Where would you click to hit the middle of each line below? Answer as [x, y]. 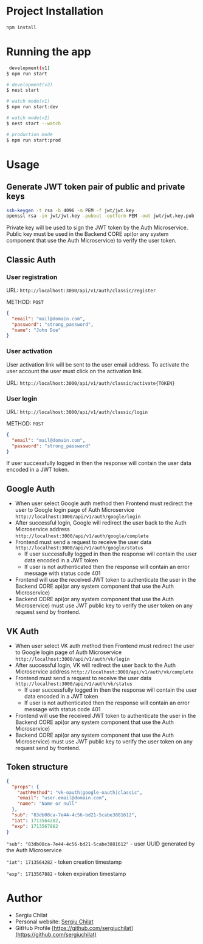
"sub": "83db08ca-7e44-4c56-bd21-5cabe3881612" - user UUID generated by [101, 844]
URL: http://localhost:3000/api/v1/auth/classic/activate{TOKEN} [91, 383]
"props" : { [26, 787]
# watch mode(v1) [28, 102]
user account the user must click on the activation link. [75, 371]
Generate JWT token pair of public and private [96, 187]
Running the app [49, 52]
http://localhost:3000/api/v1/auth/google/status [79, 548]
